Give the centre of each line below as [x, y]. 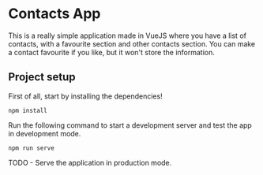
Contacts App [54, 14]
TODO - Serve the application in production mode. [90, 162]
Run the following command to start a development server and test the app [130, 125]
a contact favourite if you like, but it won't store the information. [112, 52]
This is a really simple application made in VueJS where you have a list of [128, 35]
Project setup [42, 77]
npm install [28, 110]
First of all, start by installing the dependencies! [86, 96]
